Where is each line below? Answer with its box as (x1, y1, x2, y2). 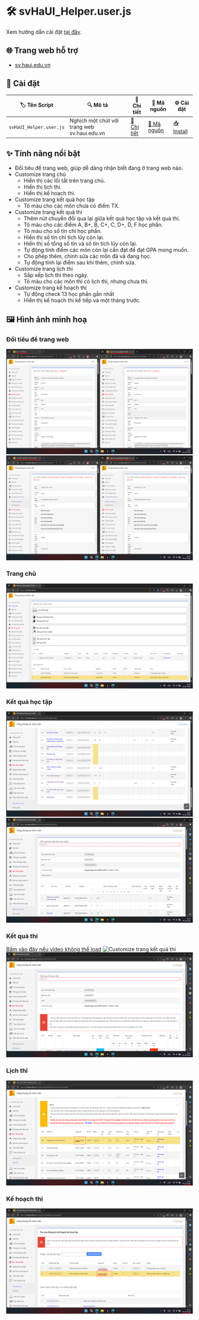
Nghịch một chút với (69, 117, 119, 125)
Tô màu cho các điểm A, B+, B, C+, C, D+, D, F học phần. (23, 221, 163, 228)
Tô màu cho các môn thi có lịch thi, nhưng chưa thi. (23, 278, 149, 285)
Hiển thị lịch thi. (23, 183, 62, 190)
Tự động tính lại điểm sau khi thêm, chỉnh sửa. (23, 259, 136, 266)
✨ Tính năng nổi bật (6, 149, 81, 159)
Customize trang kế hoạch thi (14, 284, 87, 291)
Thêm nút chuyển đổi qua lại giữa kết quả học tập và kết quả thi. (23, 215, 181, 222)
